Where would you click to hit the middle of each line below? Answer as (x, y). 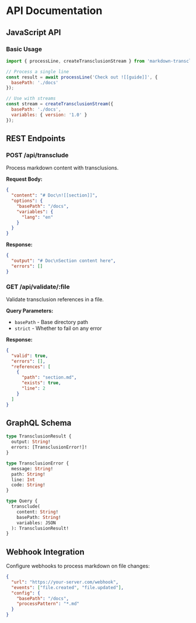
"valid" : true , (30, 356)
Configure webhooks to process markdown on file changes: (78, 566)
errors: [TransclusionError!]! (49, 448)
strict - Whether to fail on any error (58, 328)
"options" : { (27, 201)
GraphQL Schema (39, 423)
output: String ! (31, 442)
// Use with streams (31, 99)
